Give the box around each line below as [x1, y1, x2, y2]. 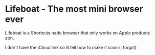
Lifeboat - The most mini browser [5, 3, 143, 15]
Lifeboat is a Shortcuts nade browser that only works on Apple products [5, 30, 150, 36]
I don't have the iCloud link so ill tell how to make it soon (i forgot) [5, 44, 137, 50]
